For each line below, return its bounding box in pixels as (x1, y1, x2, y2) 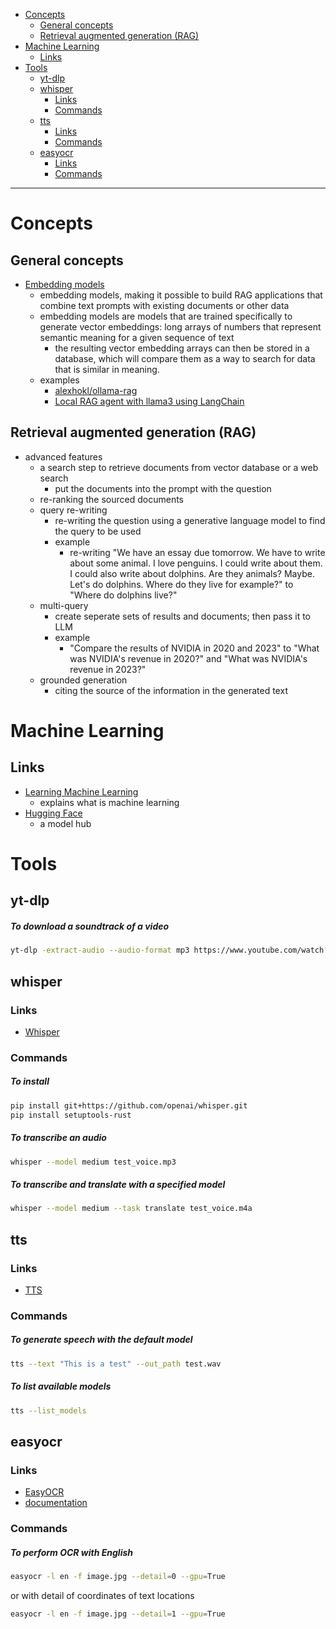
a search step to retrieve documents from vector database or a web (39, 461, 319, 473)
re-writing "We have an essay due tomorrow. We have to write (69, 546, 326, 558)
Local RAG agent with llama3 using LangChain (54, 395, 245, 407)
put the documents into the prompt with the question (54, 482, 272, 494)
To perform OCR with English (10, 1546, 134, 1558)
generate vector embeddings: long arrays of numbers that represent (39, 321, 322, 333)
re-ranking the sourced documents (39, 493, 185, 505)
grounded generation (39, 674, 128, 686)
